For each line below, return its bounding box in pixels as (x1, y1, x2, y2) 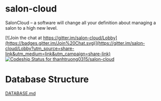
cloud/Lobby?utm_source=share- (5, 45, 74, 51)
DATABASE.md (5, 90, 36, 96)
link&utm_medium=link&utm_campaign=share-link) (5, 51, 111, 57)
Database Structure (5, 74, 89, 85)
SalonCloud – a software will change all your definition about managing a (5, 20, 156, 26)
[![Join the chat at (5, 35, 42, 41)
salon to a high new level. (5, 25, 58, 31)
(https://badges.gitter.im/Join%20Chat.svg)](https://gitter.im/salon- (5, 40, 145, 46)
